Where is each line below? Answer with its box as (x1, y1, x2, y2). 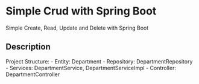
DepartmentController (5, 71, 60, 78)
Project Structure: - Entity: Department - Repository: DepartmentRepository (5, 57, 193, 65)
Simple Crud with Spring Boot (5, 4, 157, 18)
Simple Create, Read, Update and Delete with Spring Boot (5, 24, 149, 31)
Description (5, 42, 51, 52)
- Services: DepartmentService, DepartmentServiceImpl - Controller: (5, 64, 176, 71)
